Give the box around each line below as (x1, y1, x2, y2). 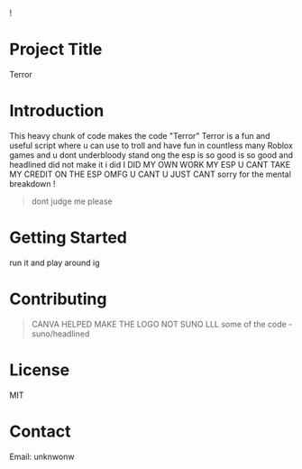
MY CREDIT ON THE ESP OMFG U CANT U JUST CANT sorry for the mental (9, 169, 291, 179)
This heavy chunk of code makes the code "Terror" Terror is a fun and (9, 130, 270, 141)
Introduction (9, 101, 105, 121)
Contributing (9, 289, 107, 309)
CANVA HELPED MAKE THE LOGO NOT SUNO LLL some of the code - (31, 318, 293, 329)
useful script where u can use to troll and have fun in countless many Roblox (9, 140, 293, 151)
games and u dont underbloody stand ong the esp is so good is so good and (9, 149, 294, 161)
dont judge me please (31, 196, 113, 207)
